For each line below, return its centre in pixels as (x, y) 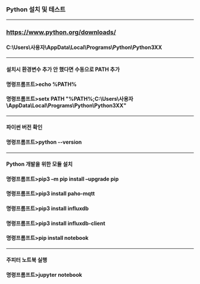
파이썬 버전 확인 (24, 127)
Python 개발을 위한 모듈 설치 (40, 164)
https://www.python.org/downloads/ (61, 32)
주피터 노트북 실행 (27, 260)
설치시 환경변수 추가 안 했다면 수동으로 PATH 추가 (63, 69)
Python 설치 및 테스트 (36, 9)
